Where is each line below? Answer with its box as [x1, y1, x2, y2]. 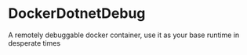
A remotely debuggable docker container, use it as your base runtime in [8, 30, 240, 40]
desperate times [8, 38, 61, 47]
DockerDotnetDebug [8, 5, 146, 22]
